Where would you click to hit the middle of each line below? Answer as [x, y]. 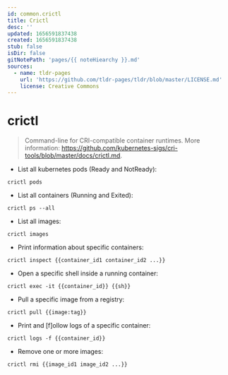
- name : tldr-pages [42, 73]
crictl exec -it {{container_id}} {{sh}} [69, 287]
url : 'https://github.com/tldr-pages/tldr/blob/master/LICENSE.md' [121, 79]
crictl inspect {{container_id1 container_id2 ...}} [86, 261]
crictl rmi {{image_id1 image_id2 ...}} [68, 364]
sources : [20, 66]
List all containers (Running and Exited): [75, 196]
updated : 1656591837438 [42, 34]
